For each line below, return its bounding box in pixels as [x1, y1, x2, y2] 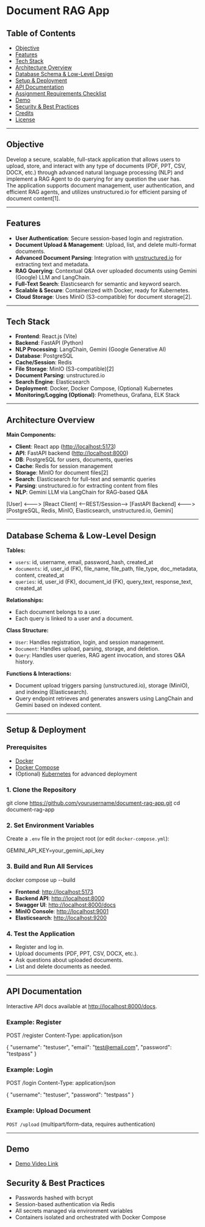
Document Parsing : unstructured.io [15, 372, 106, 379]
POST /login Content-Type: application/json [6, 1079, 116, 1087]
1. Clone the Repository [6, 785, 76, 794]
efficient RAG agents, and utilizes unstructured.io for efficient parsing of [6, 188, 187, 195]
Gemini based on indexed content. [15, 701, 102, 709]
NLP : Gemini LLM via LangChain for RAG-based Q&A [15, 488, 148, 496]
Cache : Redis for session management [15, 462, 113, 470]
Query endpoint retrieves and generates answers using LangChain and [15, 695, 193, 702]
